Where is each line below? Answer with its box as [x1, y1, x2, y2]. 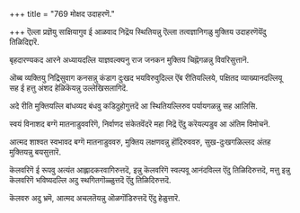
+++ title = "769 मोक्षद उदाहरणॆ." [9, 9, 115, 19]
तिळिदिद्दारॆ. [9, 37, 40, 47]
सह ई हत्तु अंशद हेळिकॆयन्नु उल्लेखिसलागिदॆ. [9, 83, 128, 93]
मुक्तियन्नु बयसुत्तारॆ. [9, 146, 61, 157]
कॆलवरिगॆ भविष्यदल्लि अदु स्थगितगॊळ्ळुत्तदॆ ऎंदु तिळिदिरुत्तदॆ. [9, 175, 172, 185]
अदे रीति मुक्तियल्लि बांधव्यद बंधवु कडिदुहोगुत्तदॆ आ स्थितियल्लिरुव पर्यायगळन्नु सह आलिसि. [9, 101, 258, 111]
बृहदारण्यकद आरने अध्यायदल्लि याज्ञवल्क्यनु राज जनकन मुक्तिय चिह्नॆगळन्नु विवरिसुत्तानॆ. [9, 55, 250, 65]
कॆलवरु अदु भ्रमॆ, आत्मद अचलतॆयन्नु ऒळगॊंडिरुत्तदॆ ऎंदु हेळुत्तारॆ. [9, 193, 181, 203]
